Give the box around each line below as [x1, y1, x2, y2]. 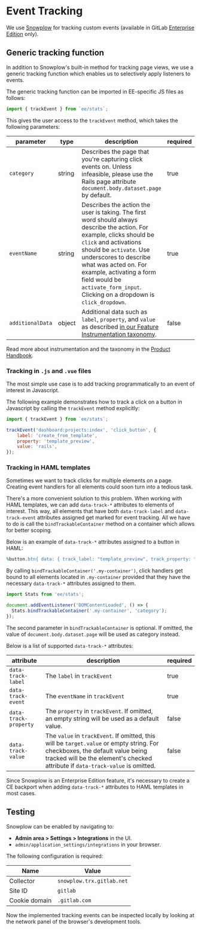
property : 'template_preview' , [17, 438, 95, 444]
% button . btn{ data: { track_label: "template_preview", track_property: [6, 556, 191, 562]
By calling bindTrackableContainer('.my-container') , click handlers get [6, 567, 183, 574]
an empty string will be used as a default [45, 714, 160, 723]
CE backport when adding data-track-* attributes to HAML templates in [6, 783, 184, 790]
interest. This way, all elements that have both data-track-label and [6, 508, 175, 515]
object [57, 319, 76, 327]
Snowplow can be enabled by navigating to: [6, 823, 114, 830]
